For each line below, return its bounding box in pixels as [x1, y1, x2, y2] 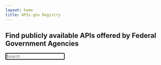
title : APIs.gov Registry [5, 12, 61, 17]
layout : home [5, 7, 33, 13]
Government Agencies [5, 39, 79, 48]
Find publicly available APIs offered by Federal [5, 31, 156, 40]
